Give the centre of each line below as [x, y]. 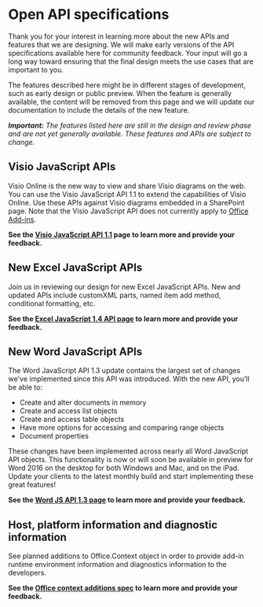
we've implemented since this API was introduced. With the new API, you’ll [129, 379]
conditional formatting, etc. [52, 303]
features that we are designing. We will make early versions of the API [121, 44]
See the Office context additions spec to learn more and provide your [123, 588]
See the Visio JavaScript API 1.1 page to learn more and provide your [122, 235]
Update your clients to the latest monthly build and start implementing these [131, 476]
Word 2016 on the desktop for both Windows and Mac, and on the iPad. [124, 468]
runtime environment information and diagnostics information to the [117, 564]
